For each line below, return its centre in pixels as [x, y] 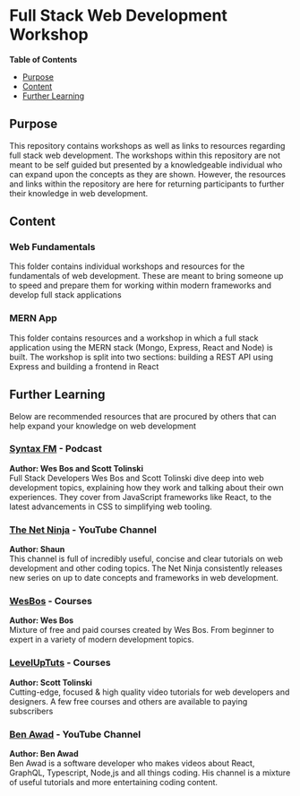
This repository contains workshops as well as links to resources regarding [147, 145]
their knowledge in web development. [79, 193]
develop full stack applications [66, 295]
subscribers [31, 711]
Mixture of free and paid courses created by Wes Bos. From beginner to [142, 630]
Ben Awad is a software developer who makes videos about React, [132, 764]
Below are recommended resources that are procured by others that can [143, 416]
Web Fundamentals [52, 247]
